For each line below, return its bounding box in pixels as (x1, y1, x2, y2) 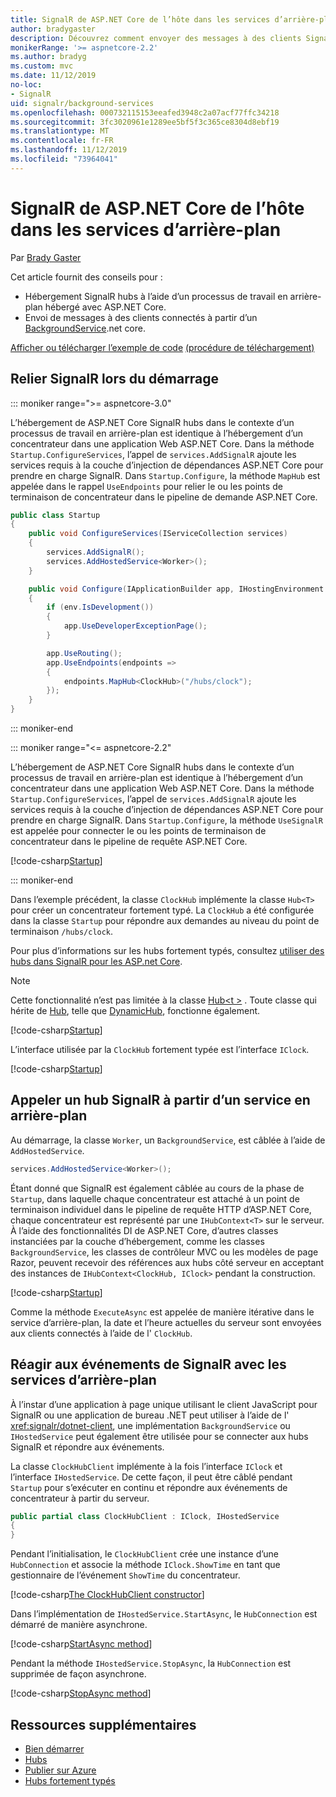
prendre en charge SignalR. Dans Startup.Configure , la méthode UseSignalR (10, 814, 323, 826)
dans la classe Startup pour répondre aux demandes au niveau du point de (10, 915, 320, 926)
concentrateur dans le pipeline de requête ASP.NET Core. (10, 836, 248, 847)
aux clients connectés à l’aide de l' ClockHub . (10, 1327, 193, 1339)
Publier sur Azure (24, 1764, 97, 1776)
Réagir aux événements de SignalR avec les (10, 1356, 287, 1373)
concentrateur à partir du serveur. (10, 1492, 150, 1504)
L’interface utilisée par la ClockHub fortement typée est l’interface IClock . (10, 1044, 310, 1055)
